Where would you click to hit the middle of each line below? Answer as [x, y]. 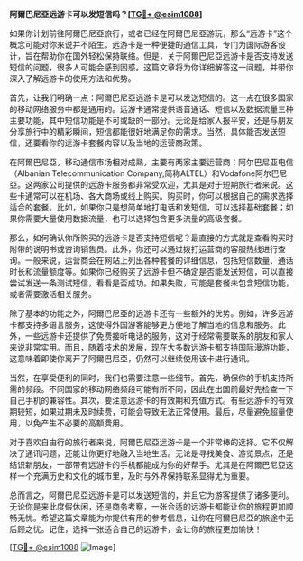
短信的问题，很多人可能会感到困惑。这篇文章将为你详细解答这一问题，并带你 [151, 67]
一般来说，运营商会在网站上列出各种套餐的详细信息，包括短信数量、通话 [159, 260]
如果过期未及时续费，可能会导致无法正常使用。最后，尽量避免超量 [163, 411]
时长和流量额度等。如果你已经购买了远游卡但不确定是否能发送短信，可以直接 [151, 271]
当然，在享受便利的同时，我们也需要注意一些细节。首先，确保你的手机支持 [147, 378]
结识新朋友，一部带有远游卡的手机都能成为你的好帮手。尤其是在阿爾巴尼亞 [147, 465]
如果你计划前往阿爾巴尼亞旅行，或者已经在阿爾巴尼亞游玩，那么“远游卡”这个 [151, 33]
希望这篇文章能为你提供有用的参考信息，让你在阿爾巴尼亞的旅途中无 [167, 518]
